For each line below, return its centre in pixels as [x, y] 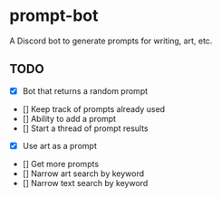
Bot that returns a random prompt [85, 90]
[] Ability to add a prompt [69, 118]
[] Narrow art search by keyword [83, 174]
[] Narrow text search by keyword [85, 183]
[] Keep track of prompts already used [94, 108]
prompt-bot [54, 16]
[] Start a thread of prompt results [85, 128]
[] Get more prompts [61, 164]
